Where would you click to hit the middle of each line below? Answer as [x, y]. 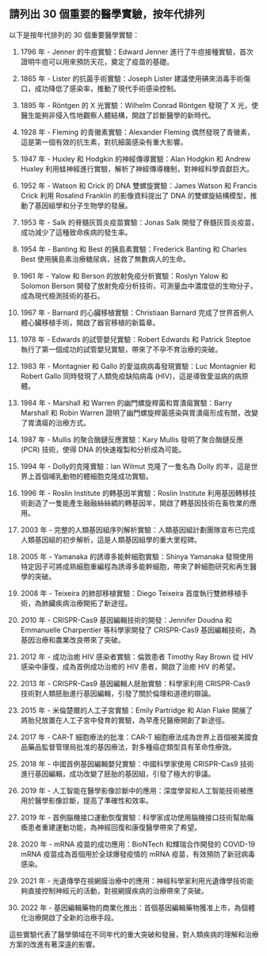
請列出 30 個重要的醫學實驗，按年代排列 [107, 14]
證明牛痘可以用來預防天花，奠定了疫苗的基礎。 [97, 61]
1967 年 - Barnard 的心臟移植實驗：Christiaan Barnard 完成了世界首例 [134, 313]
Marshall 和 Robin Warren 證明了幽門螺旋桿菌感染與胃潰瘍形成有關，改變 [139, 413]
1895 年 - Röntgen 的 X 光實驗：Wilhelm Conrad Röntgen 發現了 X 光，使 [139, 105]
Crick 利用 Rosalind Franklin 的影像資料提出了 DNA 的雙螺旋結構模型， [135, 195]
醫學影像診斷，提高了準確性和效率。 [93, 801]
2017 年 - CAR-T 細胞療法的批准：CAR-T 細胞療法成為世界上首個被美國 [136, 737]
